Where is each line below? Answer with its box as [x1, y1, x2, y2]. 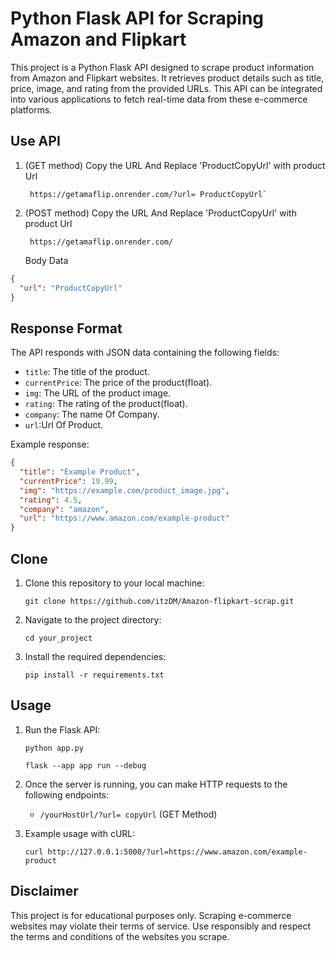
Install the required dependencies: [24, 651, 167, 662]
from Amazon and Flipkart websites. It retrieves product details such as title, [10, 72, 325, 84]
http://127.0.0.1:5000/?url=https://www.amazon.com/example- [47, 847, 308, 857]
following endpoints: [24, 788, 110, 801]
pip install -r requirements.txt [24, 670, 165, 680]
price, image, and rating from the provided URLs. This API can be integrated [10, 82, 323, 94]
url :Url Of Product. [24, 419, 104, 431]
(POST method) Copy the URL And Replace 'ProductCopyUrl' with [24, 207, 297, 219]
